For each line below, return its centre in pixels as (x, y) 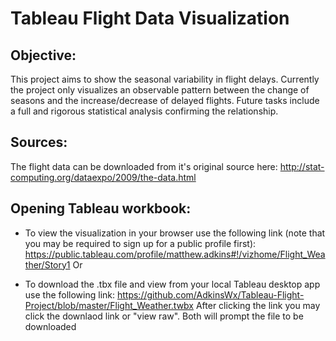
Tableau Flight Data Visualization (150, 18)
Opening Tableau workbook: (101, 208)
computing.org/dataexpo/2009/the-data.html (103, 177)
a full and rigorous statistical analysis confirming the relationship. (144, 111)
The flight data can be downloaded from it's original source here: (144, 166)
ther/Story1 (47, 264)
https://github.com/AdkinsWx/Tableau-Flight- (210, 294)
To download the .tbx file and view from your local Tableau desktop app (172, 284)
